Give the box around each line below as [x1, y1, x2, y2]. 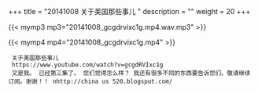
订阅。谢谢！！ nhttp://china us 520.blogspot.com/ [8, 77, 173, 85]
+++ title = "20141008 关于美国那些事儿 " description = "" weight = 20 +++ [8, 7, 251, 16]
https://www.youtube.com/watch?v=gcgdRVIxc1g [11, 61, 164, 69]
